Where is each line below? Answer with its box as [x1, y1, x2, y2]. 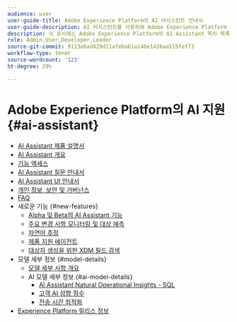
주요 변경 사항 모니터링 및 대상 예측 [28, 220, 125, 228]
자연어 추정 [28, 228, 59, 237]
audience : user [7, 10, 52, 18]
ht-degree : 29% [7, 63, 52, 70]
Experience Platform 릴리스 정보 [17, 306, 110, 315]
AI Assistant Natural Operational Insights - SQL [38, 280, 175, 289]
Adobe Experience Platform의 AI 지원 [7, 102, 226, 117]
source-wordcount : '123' [7, 56, 81, 64]
